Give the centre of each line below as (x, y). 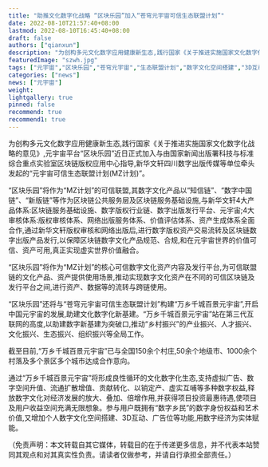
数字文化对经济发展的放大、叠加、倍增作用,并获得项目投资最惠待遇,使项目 (136, 398)
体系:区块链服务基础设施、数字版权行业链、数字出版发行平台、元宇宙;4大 (135, 210)
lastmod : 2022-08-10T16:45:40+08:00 (69, 30)
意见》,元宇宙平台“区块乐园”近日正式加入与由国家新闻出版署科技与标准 (138, 153)
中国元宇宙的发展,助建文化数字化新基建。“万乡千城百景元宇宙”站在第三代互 (131, 314)
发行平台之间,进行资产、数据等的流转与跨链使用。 (90, 287)
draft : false (30, 38)
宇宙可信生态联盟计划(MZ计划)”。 (94, 173)
